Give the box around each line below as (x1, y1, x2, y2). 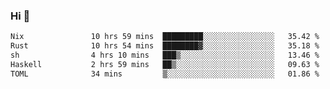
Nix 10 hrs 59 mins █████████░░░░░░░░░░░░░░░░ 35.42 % (10, 32, 320, 42)
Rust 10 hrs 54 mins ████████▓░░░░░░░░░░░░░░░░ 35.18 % (10, 41, 320, 51)
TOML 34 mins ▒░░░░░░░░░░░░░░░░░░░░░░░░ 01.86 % (10, 69, 320, 79)
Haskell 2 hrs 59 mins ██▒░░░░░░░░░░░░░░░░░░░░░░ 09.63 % (10, 59, 320, 69)
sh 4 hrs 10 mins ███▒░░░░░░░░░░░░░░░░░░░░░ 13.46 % (10, 50, 320, 61)
